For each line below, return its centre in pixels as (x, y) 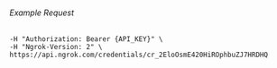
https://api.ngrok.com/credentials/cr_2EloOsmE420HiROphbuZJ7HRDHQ (139, 55)
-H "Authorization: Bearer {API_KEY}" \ (87, 39)
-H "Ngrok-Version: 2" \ (56, 47)
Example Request (42, 13)
